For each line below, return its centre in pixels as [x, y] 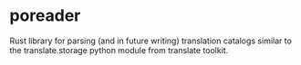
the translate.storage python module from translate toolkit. [119, 50]
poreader [45, 16]
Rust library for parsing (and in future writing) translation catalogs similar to [150, 41]
